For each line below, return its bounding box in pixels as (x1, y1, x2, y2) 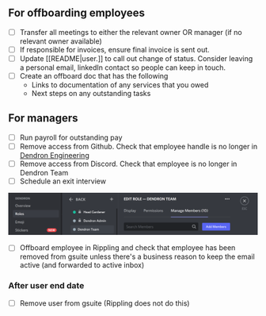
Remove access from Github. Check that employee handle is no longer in (19, 141, 258, 151)
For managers (8, 111, 78, 125)
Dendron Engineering (19, 151, 89, 160)
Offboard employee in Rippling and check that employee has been (19, 243, 236, 252)
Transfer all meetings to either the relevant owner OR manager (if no (19, 27, 243, 37)
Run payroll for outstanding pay (19, 133, 123, 142)
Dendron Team (19, 168, 69, 178)
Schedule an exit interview (19, 176, 107, 186)
